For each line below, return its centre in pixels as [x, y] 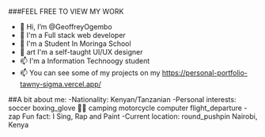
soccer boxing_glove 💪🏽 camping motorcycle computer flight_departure [125, 108]
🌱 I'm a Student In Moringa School [76, 44]
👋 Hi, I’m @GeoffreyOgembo [66, 27]
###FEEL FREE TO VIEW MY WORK [66, 11]
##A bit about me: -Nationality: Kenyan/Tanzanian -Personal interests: [122, 99]
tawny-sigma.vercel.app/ [60, 84]
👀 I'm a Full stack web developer [73, 35]
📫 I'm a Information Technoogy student [85, 61]
